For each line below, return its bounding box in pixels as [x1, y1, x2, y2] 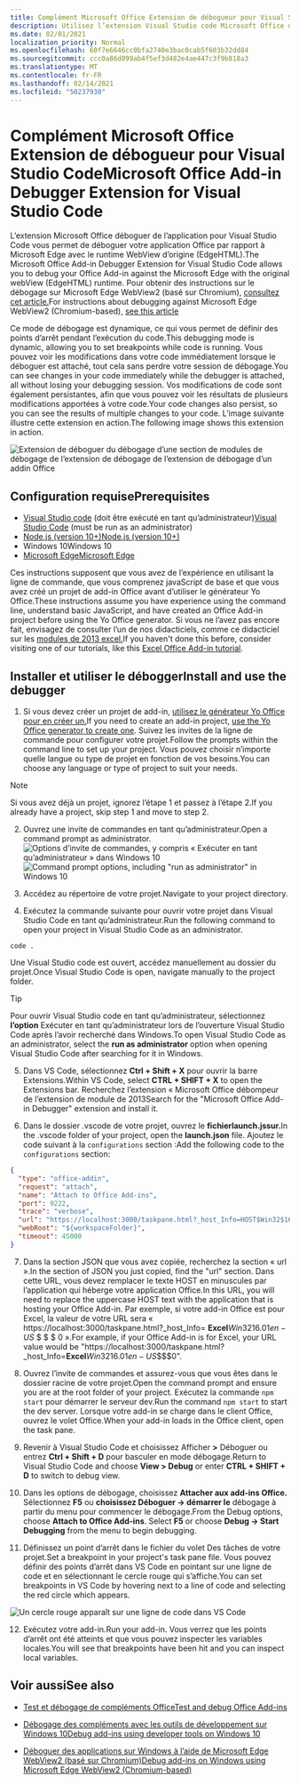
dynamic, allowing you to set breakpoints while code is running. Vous [10, 342, 264, 353]
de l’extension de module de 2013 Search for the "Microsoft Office [22, 1094, 264, 1104]
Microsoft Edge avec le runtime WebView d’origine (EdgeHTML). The [10, 250, 260, 260]
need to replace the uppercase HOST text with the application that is [22, 1294, 274, 1304]
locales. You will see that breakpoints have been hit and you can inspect [22, 1643, 285, 1653]
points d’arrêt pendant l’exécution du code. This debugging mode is [10, 332, 256, 343]
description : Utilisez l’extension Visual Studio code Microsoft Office [10, 21, 285, 30]
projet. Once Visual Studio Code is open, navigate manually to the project [10, 967, 276, 977]
